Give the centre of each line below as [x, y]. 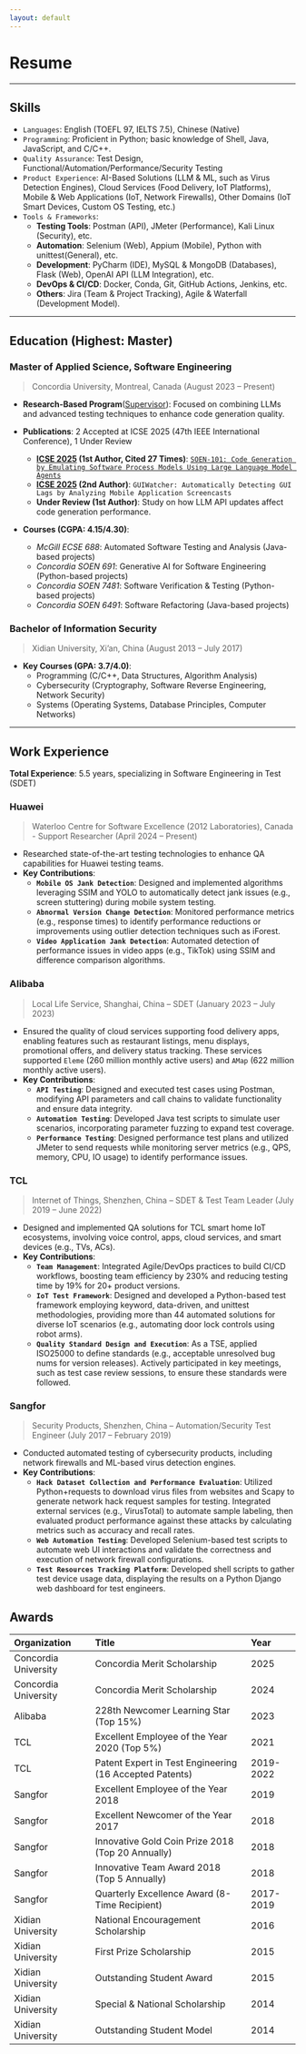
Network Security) [70, 695]
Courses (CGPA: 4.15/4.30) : [76, 530]
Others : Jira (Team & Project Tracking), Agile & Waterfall [142, 294]
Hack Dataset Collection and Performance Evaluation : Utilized [154, 1482]
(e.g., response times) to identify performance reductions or [148, 921]
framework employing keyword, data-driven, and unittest [143, 1305]
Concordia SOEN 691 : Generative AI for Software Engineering [151, 566]
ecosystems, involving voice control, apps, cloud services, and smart [152, 1237]
